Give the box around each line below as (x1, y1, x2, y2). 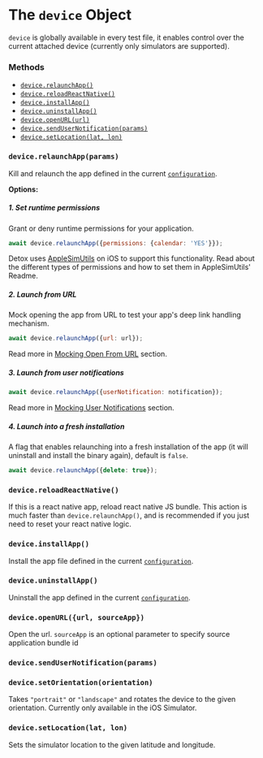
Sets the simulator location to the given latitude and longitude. (8, 739, 216, 749)
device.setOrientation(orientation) (8, 678, 153, 687)
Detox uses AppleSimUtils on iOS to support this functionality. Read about (8, 253, 256, 263)
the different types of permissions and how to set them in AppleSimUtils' (8, 262, 252, 272)
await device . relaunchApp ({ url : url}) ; (8, 335, 144, 343)
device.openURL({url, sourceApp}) (8, 613, 144, 622)
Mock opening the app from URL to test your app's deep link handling (8, 310, 242, 320)
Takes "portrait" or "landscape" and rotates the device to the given (8, 695, 236, 704)
